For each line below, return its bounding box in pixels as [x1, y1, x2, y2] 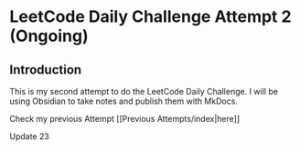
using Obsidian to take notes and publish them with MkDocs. [9, 96, 238, 106]
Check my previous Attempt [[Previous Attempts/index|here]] [9, 114, 241, 124]
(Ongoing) [9, 25, 89, 46]
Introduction [9, 62, 82, 77]
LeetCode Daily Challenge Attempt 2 [9, 6, 292, 27]
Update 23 [9, 131, 50, 142]
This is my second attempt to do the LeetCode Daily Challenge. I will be [9, 86, 279, 96]
